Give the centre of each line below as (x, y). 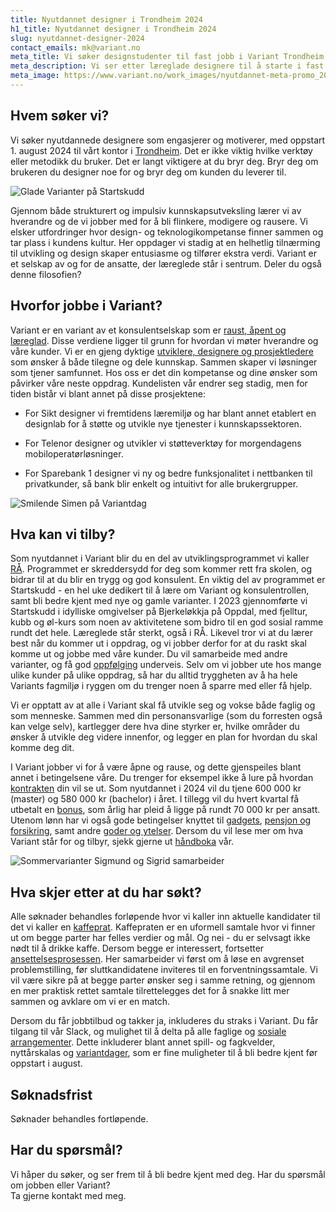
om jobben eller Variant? (60, 1185)
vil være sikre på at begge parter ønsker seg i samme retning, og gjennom (163, 980)
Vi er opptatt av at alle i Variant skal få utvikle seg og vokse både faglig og (163, 705)
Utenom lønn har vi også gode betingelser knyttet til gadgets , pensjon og (161, 820)
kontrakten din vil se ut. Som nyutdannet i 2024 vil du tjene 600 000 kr (156, 788)
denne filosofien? (46, 274)
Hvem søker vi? (60, 116)
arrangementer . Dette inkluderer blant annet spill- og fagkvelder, (143, 1042)
